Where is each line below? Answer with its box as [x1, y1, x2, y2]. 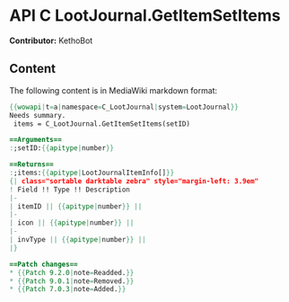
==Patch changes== [9, 260, 78, 269]
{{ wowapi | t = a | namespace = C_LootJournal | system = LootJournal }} [9, 102, 240, 111]
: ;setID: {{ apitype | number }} [9, 144, 115, 153]
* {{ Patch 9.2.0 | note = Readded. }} [9, 268, 135, 277]
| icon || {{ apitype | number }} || [9, 218, 135, 227]
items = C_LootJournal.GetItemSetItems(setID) [13, 119, 191, 129]
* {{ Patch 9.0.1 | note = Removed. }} [9, 276, 135, 286]
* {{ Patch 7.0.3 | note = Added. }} [9, 285, 127, 294]
